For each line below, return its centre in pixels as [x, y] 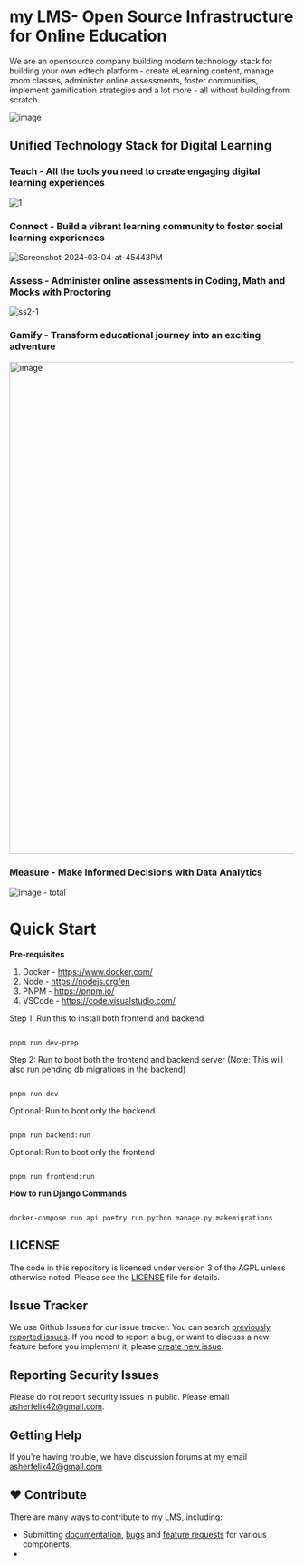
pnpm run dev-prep [44, 1043]
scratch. [25, 99]
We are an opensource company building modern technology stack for [141, 61]
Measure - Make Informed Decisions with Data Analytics [136, 872]
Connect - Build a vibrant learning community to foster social [146, 226]
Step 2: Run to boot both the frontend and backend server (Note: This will [146, 1059]
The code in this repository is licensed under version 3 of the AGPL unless [147, 1268]
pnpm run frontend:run [52, 1176]
